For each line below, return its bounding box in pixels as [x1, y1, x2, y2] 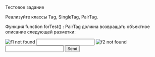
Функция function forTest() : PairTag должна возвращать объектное [5, 23, 150, 29]
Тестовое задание [5, 4, 44, 10]
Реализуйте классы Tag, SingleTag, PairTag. [5, 14, 98, 19]
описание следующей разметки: [5, 29, 76, 34]
